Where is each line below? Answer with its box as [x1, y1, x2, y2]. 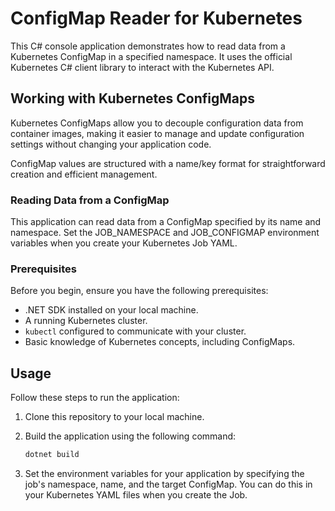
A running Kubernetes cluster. [24, 315, 148, 327]
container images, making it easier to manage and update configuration [10, 127, 305, 139]
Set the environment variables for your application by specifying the [24, 468, 305, 480]
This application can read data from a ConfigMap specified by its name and [10, 216, 322, 228]
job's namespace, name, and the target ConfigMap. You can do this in [24, 478, 313, 491]
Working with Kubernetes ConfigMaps [10, 90, 255, 107]
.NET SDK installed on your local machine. [24, 304, 199, 316]
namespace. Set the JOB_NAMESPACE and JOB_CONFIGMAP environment [10, 227, 320, 239]
